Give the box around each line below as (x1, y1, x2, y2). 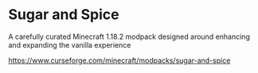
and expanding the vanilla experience (8, 40, 131, 49)
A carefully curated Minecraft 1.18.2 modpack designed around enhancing (8, 32, 251, 41)
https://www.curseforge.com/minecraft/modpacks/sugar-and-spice (8, 56, 231, 65)
